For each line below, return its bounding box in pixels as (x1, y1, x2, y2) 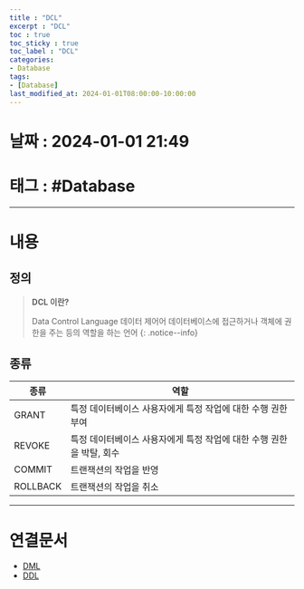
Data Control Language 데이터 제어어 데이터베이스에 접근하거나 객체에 (31, 315, 283, 326)
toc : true (9, 30, 51, 39)
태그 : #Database (9, 176, 136, 196)
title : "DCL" (9, 13, 63, 23)
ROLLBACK (14, 480, 62, 493)
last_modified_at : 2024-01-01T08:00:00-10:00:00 (9, 89, 196, 98)
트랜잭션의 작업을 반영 (71, 464, 159, 477)
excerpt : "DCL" (9, 22, 71, 31)
